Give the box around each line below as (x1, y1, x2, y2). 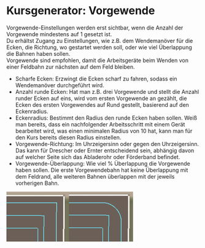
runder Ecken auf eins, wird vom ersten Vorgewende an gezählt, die (15, 95, 187, 102)
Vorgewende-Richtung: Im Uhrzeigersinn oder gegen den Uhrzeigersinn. (15, 140, 199, 147)
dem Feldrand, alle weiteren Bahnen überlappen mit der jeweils (15, 172, 175, 180)
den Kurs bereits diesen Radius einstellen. (15, 133, 122, 141)
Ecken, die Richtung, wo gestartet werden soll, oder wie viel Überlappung (6, 44, 192, 51)
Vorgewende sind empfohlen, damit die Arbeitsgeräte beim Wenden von (6, 56, 189, 64)
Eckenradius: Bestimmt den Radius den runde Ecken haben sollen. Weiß (15, 114, 198, 122)
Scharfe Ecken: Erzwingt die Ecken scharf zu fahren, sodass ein (15, 75, 177, 82)
